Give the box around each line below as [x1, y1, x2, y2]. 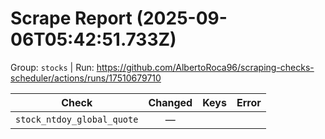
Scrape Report [10, 7, 133, 30]
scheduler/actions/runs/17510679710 [10, 72, 162, 84]
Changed [148, 95, 193, 109]
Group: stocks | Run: [10, 61, 95, 73]
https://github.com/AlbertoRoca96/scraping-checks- [96, 61, 315, 73]
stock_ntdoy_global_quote [15, 113, 139, 125]
